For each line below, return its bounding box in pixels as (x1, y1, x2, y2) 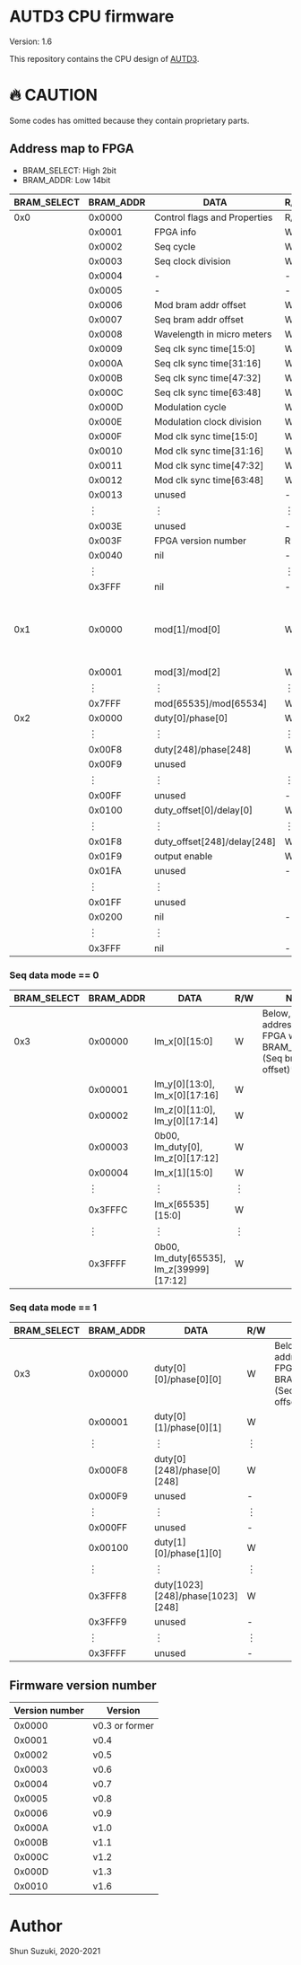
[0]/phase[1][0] (153, 1547, 222, 1560)
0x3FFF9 (88, 1616, 127, 1628)
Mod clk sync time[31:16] (153, 445, 264, 457)
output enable (153, 850, 213, 862)
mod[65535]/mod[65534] (153, 697, 268, 709)
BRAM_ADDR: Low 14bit (21, 174, 111, 185)
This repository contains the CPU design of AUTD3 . (9, 53, 200, 64)
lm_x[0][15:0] (153, 1035, 213, 1047)
